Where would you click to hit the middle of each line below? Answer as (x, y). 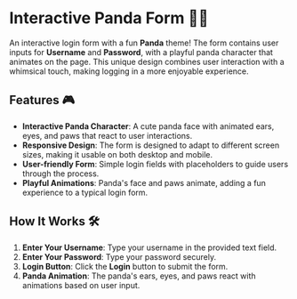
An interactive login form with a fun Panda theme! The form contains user (144, 43)
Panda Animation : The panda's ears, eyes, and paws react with (139, 276)
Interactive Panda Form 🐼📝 (109, 18)
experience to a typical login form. (85, 192)
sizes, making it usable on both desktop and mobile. (117, 154)
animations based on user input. (81, 285)
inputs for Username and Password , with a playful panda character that (141, 52)
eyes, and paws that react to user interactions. (107, 135)
